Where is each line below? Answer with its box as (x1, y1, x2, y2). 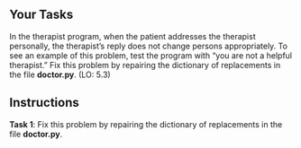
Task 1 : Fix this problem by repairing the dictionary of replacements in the (9, 118, 283, 129)
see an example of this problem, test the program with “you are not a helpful (9, 49, 293, 61)
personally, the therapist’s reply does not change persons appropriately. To (9, 40, 288, 51)
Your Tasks (9, 7, 74, 22)
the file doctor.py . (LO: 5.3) (9, 69, 111, 80)
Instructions (9, 95, 79, 110)
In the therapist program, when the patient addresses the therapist (9, 30, 256, 41)
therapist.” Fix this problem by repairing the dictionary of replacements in (9, 59, 281, 70)
